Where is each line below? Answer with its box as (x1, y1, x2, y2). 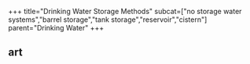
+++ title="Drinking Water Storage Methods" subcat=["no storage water (8, 7, 242, 16)
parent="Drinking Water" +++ (8, 23, 105, 32)
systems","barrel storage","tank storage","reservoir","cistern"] (8, 15, 208, 24)
